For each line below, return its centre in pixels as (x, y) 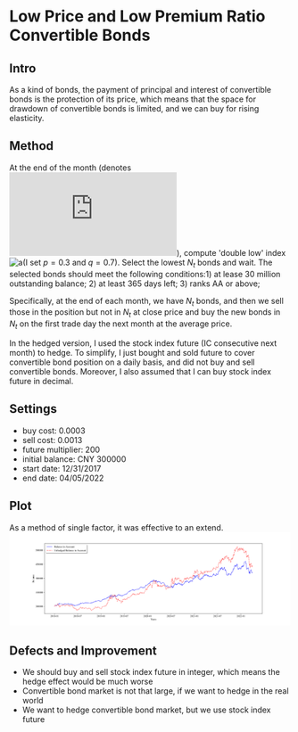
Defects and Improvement (83, 650)
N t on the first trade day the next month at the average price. (121, 325)
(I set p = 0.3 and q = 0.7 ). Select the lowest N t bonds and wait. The (147, 263)
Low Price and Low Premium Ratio (137, 16)
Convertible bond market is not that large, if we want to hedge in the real (155, 691)
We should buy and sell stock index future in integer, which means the (151, 672)
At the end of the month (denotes (70, 168)
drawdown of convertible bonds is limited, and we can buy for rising (134, 108)
